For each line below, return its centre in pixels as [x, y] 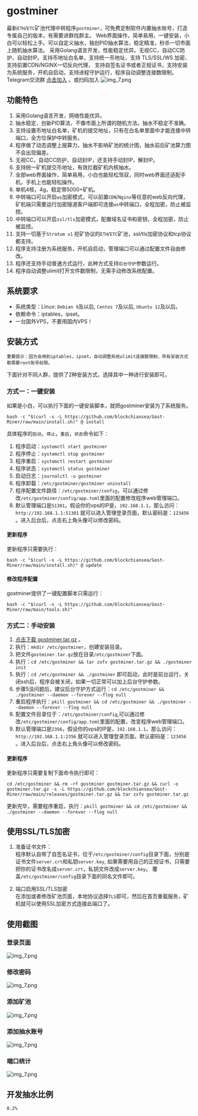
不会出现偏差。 [33, 153]
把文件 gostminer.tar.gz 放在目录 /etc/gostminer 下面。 [81, 654]
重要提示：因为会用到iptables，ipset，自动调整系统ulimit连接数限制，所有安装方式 [98, 357]
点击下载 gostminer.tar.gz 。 [49, 640]
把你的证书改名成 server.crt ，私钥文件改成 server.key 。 [83, 869]
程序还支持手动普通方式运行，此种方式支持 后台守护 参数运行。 [89, 263]
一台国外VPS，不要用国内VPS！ [54, 321]
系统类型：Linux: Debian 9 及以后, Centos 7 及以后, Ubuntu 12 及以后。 [98, 306]
